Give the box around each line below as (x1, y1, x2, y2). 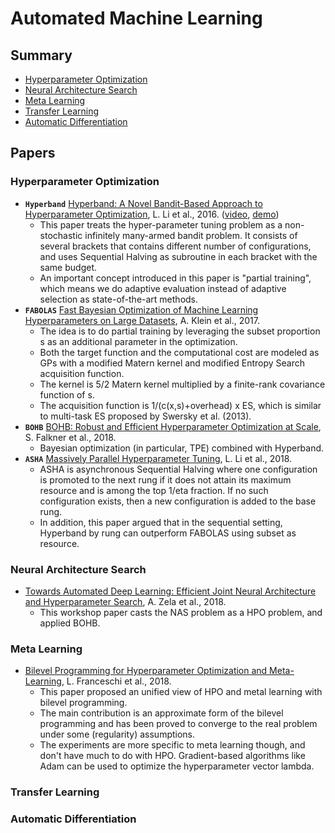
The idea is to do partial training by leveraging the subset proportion (39, 325, 321, 337)
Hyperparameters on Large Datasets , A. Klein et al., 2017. (24, 314, 261, 326)
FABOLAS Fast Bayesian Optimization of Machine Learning (24, 303, 259, 316)
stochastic (39, 229, 83, 241)
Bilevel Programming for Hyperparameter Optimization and (24, 665, 268, 677)
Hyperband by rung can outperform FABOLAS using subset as (39, 527, 297, 539)
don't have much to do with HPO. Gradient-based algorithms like (39, 750, 306, 762)
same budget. (39, 261, 97, 273)
